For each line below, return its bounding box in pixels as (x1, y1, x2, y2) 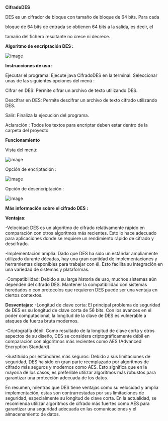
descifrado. (5, 241, 29, 247)
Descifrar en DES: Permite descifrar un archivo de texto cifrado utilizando (5, 97, 157, 103)
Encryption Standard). (5, 344, 51, 350)
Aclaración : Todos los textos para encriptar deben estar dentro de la (5, 122, 148, 128)
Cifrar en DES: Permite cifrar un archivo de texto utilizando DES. (5, 87, 138, 93)
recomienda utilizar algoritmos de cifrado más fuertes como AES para (5, 400, 150, 406)
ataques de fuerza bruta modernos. (5, 318, 79, 324)
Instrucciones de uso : (5, 63, 53, 68)
